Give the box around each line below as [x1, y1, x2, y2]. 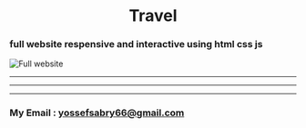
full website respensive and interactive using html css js [9, 38, 263, 51]
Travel [128, 5, 178, 26]
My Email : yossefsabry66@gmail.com [9, 106, 185, 119]
